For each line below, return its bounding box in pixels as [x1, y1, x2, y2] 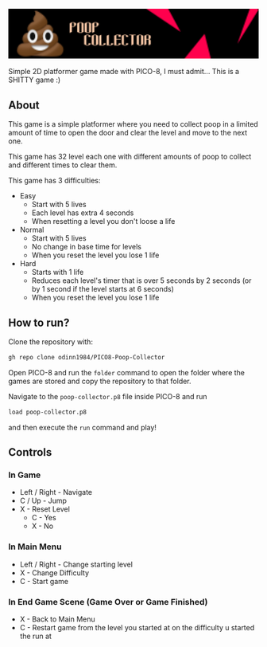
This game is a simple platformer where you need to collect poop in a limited [8, 120, 258, 129]
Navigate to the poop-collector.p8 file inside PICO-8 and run [8, 391, 208, 401]
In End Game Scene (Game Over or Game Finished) [8, 596, 208, 607]
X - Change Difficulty [19, 567, 90, 578]
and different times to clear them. [8, 160, 118, 170]
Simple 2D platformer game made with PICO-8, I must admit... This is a [8, 67, 240, 76]
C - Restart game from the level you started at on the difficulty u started [19, 623, 255, 633]
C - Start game [19, 576, 69, 586]
